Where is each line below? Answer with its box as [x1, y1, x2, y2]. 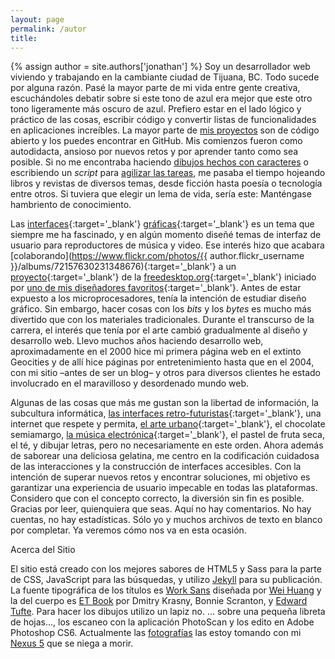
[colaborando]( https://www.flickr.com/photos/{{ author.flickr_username [10, 250, 305, 262]
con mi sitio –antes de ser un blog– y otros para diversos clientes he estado [10, 367, 321, 379]
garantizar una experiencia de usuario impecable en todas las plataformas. [10, 482, 318, 494]
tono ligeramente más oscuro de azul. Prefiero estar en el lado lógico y [10, 103, 302, 115]
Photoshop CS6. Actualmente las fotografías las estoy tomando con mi [10, 627, 302, 639]
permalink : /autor [10, 24, 87, 34]
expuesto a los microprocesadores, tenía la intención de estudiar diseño [10, 292, 307, 305]
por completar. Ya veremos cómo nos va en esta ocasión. [10, 524, 247, 536]
